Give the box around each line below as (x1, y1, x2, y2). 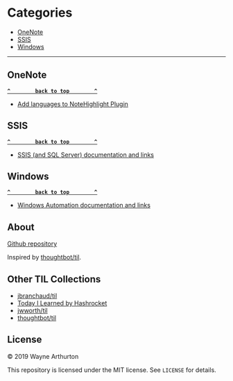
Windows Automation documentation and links (17, 201, 151, 210)
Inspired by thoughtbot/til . (7, 253, 82, 262)
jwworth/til (17, 307, 48, 314)
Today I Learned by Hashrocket (17, 299, 107, 307)
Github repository (7, 239, 58, 248)
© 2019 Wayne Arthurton (7, 352, 79, 360)
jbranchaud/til (17, 291, 58, 300)
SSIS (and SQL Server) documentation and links (17, 151, 155, 159)
